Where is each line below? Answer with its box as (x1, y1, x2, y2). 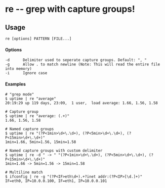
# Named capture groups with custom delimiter (5, 148, 103, 153)
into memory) (5, 66, 32, 71)
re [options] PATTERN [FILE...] (5, 36, 72, 41)
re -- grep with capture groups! (5, 3, 135, 15)
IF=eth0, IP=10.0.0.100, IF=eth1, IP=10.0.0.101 (5, 179, 107, 184)
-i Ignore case (5, 71, 48, 76)
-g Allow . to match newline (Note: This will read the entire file (5, 62, 161, 67)
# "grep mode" (5, 92, 35, 97)
